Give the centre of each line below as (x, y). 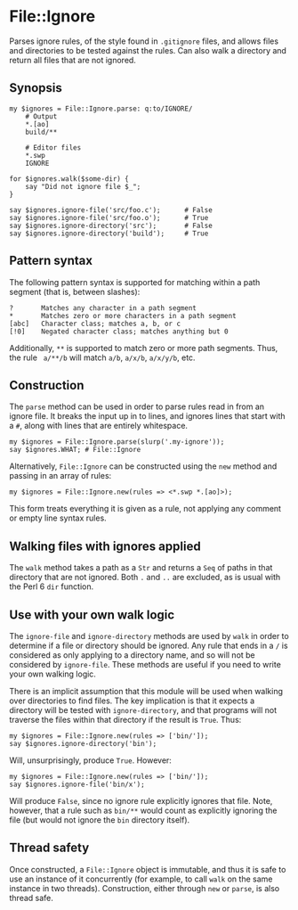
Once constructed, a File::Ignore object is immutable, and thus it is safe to (148, 869)
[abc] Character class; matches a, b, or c (95, 324)
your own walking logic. (52, 674)
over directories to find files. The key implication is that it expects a (132, 701)
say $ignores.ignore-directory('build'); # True (109, 234)
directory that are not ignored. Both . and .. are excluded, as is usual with (145, 578)
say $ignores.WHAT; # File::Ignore (75, 450)
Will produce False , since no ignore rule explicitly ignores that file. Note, (141, 801)
